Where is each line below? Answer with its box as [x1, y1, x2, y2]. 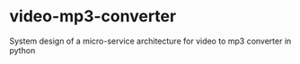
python [9, 44, 36, 55]
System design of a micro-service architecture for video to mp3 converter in [9, 36, 292, 46]
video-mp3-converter [9, 6, 177, 27]
